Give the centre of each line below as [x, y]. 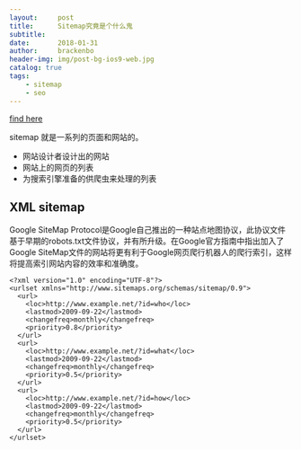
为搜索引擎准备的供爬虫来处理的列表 [89, 178]
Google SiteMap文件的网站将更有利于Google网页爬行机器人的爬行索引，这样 [150, 252]
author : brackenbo [52, 51]
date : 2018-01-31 [54, 43]
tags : [19, 76]
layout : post [42, 18]
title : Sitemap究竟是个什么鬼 [71, 26]
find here [26, 119]
